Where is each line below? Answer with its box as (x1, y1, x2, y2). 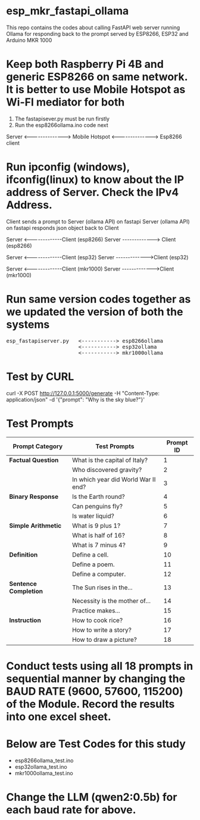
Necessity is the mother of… (72, 597, 151, 605)
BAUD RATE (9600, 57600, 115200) (6, 684, 183, 698)
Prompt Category (12, 442, 63, 451)
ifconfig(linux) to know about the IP (6, 173, 185, 187)
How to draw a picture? (72, 635, 137, 644)
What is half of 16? (72, 531, 125, 539)
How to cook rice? (72, 616, 123, 624)
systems (6, 318, 50, 331)
